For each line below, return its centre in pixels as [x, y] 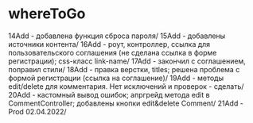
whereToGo [47, 14]
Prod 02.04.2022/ [37, 111]
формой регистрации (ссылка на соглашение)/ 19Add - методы [116, 78]
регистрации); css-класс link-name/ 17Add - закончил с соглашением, [127, 61]
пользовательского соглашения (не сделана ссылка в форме [113, 52]
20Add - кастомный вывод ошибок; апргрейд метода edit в [109, 94]
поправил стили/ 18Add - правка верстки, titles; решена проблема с [124, 69]
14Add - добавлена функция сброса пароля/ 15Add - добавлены [117, 36]
